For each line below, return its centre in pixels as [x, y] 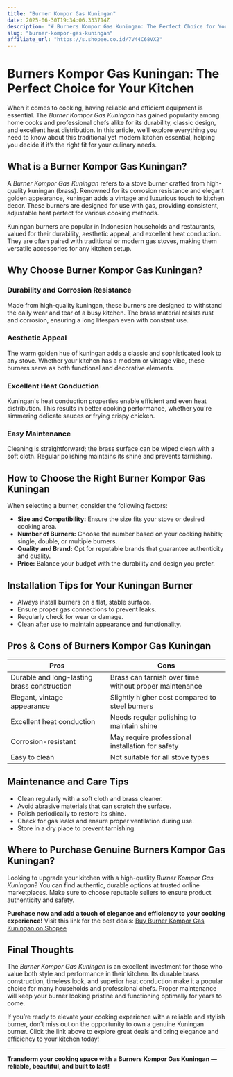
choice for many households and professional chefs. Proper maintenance [112, 989]
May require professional [151, 737]
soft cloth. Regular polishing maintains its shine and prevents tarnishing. [110, 457]
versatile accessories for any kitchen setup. [69, 248]
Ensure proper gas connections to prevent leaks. [87, 609]
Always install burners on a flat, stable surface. [84, 602]
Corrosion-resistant [43, 741]
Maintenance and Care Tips [68, 782]
